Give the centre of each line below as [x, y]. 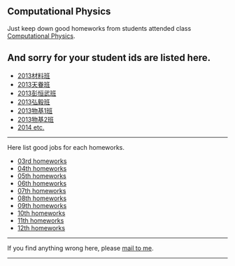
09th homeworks [42, 205]
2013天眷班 [34, 84]
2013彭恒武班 [37, 93]
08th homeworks [42, 198]
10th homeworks [41, 213]
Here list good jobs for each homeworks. [66, 147]
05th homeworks [42, 176]
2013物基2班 [36, 119]
